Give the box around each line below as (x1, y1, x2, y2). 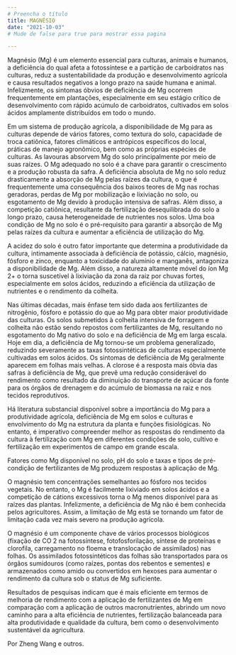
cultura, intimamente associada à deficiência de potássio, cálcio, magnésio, (7, 249, 228, 258)
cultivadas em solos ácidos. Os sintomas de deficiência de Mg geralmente (7, 353, 225, 362)
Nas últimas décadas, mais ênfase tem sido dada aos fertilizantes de (7, 301, 208, 309)
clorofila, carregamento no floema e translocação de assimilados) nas (7, 544, 211, 553)
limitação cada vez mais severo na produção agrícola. (7, 515, 165, 524)
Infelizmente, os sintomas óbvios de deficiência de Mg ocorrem (7, 86, 193, 94)
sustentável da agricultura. (7, 626, 85, 634)
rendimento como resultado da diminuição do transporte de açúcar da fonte (7, 376, 229, 385)
